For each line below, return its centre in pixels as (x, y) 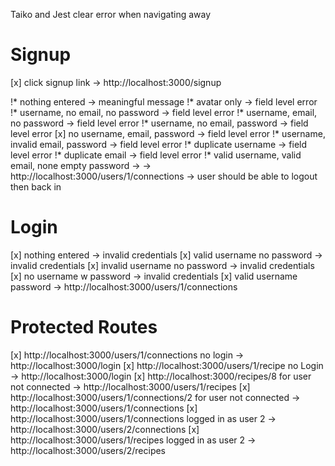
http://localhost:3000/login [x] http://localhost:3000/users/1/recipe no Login (167, 365)
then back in (36, 186)
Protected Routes (84, 327)
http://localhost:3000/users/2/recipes (88, 450)
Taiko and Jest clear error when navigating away (111, 14)
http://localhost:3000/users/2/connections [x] (105, 429)
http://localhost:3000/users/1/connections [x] (104, 408)
